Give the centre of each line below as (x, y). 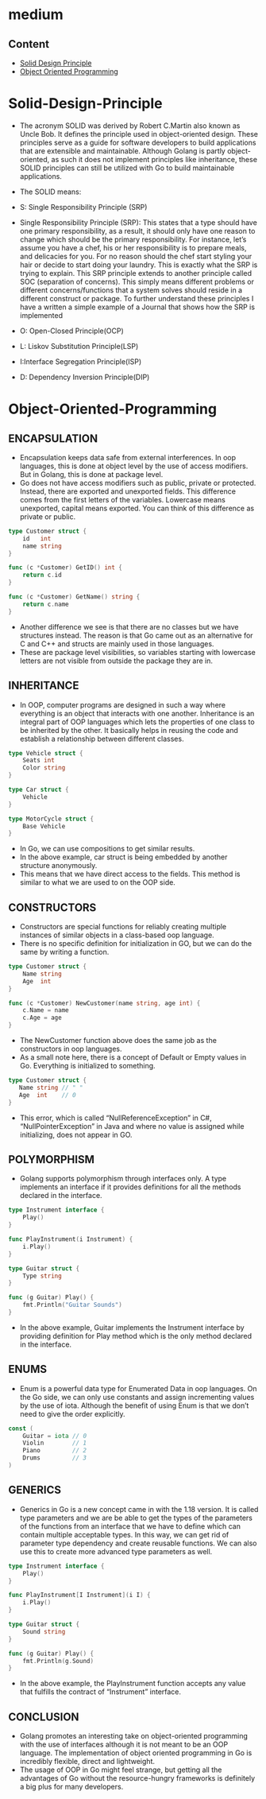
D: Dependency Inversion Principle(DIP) (85, 377)
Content (29, 44)
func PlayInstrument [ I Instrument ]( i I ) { (79, 1595)
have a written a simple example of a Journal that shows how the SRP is (137, 307)
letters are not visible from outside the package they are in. (116, 661)
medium (36, 15)
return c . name (46, 604)
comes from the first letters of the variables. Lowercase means (123, 499)
